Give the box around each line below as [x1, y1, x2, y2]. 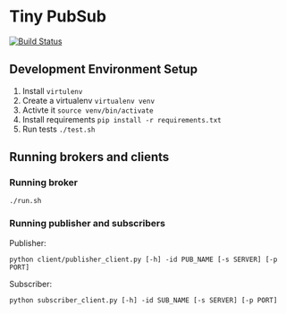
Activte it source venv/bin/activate [21, 105, 154, 115]
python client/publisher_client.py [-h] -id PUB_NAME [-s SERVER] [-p [9, 255, 278, 264]
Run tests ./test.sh [21, 123, 96, 134]
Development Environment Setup [9, 62, 198, 77]
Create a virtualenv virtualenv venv [21, 95, 155, 106]
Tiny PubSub [9, 6, 107, 27]
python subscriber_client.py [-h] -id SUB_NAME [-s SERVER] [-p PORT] [9, 295, 278, 305]
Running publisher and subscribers [9, 217, 165, 230]
